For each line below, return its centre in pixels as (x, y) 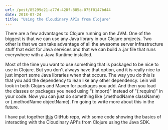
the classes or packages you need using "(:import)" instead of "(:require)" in (84, 91)
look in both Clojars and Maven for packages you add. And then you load (80, 86)
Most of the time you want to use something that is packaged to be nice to (82, 64)
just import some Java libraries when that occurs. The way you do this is (80, 75)
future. (12, 107)
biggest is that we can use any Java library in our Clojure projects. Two (78, 39)
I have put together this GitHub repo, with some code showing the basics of (83, 117)
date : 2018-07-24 (23, 15)
